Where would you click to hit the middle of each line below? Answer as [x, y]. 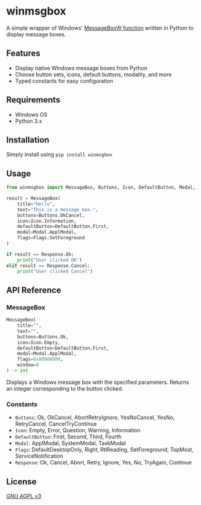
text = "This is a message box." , [58, 210]
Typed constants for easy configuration [64, 81]
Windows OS [31, 114]
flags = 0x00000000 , [40, 359]
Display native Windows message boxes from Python [81, 68]
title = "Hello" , [36, 204]
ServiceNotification [39, 456]
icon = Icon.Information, [47, 221]
